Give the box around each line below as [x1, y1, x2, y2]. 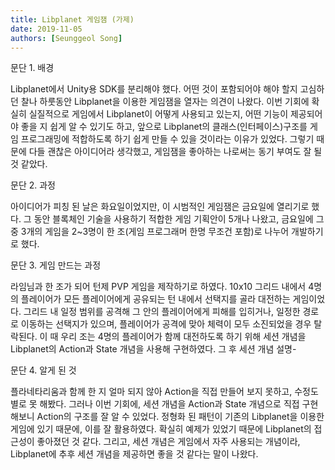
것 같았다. [10, 158, 48, 170]
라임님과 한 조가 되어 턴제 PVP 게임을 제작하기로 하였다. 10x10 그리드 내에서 [10, 281, 307, 293]
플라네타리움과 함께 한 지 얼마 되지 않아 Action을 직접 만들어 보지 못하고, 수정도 [10, 386, 319, 398]
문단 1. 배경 [10, 62, 55, 74]
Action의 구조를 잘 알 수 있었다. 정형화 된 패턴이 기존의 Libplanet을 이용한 [36, 411, 325, 423]
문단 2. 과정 [10, 179, 56, 191]
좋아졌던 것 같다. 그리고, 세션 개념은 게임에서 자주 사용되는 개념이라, [36, 436, 301, 448]
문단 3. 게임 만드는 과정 [10, 259, 102, 271]
